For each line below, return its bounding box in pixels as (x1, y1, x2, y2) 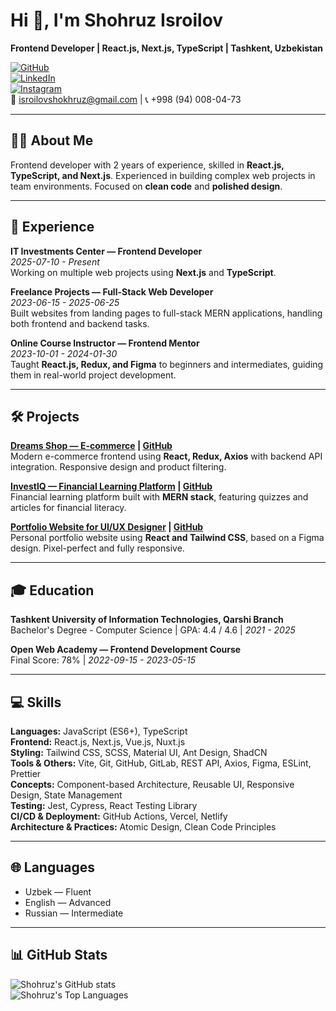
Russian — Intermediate (24, 907, 124, 919)
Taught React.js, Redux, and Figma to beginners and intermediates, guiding (10, 358, 324, 370)
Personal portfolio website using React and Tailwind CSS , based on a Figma (10, 532, 325, 544)
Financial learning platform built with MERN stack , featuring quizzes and (10, 491, 309, 503)
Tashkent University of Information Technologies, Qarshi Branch (10, 614, 284, 626)
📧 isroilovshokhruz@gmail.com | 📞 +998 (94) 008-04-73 (10, 93, 242, 105)
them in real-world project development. (10, 369, 177, 381)
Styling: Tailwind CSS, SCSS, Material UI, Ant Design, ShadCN (10, 747, 268, 758)
